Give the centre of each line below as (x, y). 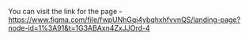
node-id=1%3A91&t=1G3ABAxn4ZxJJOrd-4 (79, 28)
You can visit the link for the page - (65, 11)
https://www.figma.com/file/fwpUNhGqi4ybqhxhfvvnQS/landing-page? (124, 20)
